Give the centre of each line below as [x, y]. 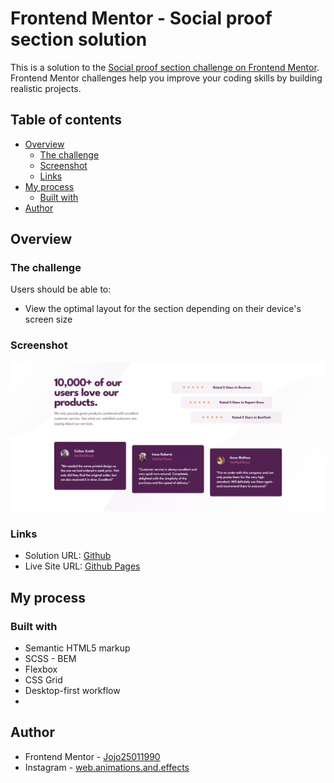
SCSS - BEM [50, 658]
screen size [48, 319]
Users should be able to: [61, 289]
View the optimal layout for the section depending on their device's [163, 309]
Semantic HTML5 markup [77, 648]
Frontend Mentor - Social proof [141, 18]
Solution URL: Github [68, 556]
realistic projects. [46, 88]
